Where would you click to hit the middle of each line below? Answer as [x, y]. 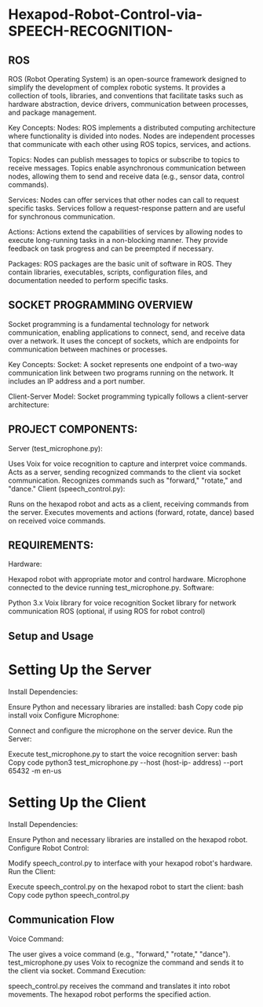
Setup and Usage [51, 636]
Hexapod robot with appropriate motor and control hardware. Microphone [127, 579]
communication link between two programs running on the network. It [121, 373]
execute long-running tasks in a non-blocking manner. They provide [118, 240]
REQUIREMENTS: [51, 545]
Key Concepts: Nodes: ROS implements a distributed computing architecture [132, 128]
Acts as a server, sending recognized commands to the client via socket [124, 472]
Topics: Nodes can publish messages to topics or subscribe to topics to [124, 160]
